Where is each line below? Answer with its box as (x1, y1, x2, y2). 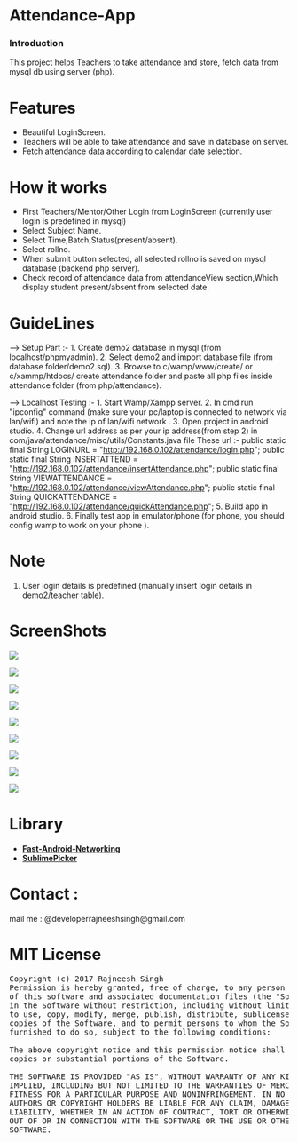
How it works (9, 177, 108, 197)
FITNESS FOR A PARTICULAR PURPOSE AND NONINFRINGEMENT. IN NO (9, 1089, 286, 1099)
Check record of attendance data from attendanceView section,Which (21, 273, 278, 283)
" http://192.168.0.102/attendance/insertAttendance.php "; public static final (9, 464, 279, 474)
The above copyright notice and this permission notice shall (9, 1044, 286, 1055)
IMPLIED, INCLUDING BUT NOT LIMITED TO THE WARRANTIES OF (9, 1080, 267, 1090)
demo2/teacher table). (21, 590, 105, 600)
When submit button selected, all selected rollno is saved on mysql (21, 254, 266, 265)
